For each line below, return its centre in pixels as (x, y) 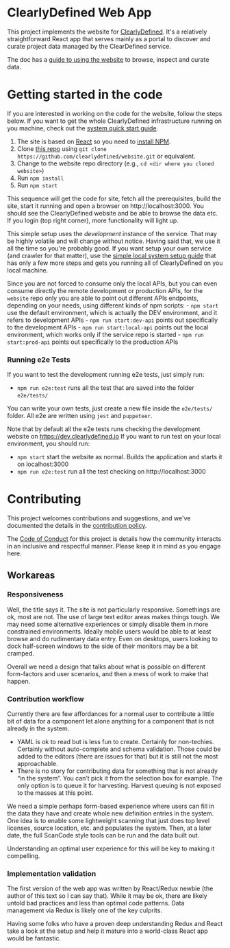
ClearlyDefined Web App (79, 13)
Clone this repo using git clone (62, 148)
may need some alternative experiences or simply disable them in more (108, 624)
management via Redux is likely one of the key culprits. (85, 910)
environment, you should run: (49, 443)
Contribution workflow (46, 699)
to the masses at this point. (55, 793)
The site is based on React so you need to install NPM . (94, 141)
